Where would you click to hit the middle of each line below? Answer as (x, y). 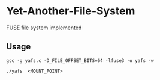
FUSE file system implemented (44, 28)
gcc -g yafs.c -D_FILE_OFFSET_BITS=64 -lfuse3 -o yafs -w (80, 60)
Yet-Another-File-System (71, 11)
